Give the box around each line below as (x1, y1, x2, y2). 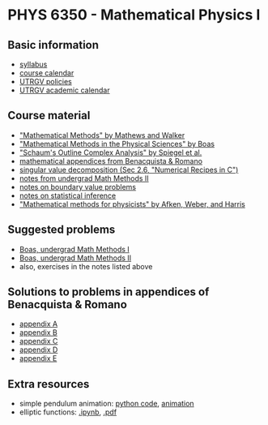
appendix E (19, 354, 57, 363)
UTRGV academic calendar (19, 85, 110, 95)
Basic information (7, 38, 99, 52)
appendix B (19, 328, 57, 337)
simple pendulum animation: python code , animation (19, 399, 195, 409)
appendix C (19, 337, 58, 346)
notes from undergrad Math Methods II (19, 173, 149, 183)
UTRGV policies (19, 77, 72, 86)
